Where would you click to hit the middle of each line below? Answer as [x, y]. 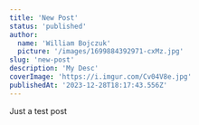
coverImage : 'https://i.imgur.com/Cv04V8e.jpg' [101, 77]
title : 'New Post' [44, 18]
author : [24, 34]
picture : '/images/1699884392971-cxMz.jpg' [100, 52]
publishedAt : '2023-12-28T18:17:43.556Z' [89, 85]
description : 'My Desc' [54, 69]
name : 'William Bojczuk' [64, 43]
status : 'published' [48, 26]
